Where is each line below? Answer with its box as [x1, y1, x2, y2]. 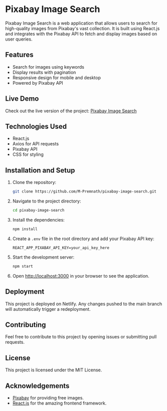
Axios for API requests [12, 141, 59, 147]
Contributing [5, 320, 46, 329]
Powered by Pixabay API [12, 80, 64, 86]
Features [5, 51, 34, 59]
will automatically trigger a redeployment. [5, 306, 91, 312]
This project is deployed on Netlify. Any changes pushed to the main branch [5, 301, 162, 307]
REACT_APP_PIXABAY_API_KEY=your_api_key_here [12, 245, 109, 250]
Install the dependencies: [12, 217, 65, 223]
